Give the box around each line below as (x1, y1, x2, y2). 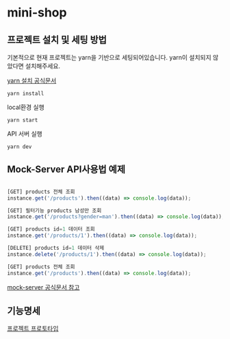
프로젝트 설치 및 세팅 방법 (7, 34, 107, 45)
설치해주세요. (25, 62, 60, 70)
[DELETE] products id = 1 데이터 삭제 (7, 245, 105, 252)
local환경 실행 (7, 103, 44, 111)
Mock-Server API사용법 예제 (7, 163, 125, 176)
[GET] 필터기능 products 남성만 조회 (7, 207, 102, 214)
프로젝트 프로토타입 (7, 325, 59, 333)
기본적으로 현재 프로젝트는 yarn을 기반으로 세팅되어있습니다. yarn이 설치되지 (7, 54, 212, 61)
